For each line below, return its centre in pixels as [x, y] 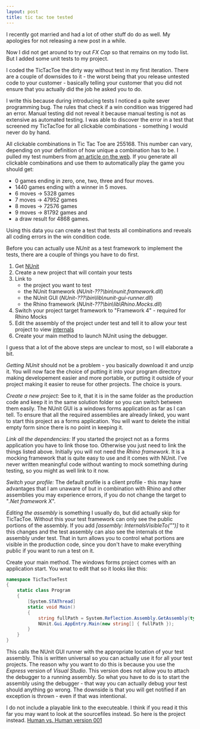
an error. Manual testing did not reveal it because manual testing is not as [96, 113]
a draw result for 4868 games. [52, 219]
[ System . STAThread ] [52, 601]
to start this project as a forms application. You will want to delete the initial [98, 421]
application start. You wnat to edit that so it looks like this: [77, 568]
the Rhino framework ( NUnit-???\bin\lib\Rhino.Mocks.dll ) [93, 304]
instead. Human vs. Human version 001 [54, 720]
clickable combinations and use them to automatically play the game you [95, 163]
